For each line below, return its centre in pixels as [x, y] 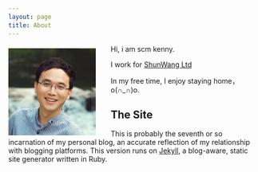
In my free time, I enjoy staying [161, 80]
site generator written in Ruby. [58, 159]
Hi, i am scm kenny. [143, 49]
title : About [30, 25]
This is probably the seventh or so [167, 134]
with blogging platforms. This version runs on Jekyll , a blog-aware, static [128, 150]
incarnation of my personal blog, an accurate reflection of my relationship [129, 143]
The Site [132, 114]
